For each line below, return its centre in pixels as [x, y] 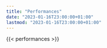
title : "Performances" [34, 11]
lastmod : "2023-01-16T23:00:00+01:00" [54, 22]
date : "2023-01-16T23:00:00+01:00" [50, 17]
